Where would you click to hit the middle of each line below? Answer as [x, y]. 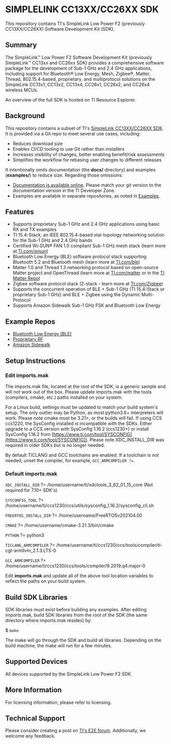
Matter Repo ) [26, 278]
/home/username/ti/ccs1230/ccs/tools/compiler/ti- [109, 545]
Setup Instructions [35, 361]
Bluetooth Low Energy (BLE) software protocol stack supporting [79, 257]
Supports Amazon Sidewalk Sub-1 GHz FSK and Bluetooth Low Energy [87, 305]
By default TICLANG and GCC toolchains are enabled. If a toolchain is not [82, 455]
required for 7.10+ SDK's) [31, 490]
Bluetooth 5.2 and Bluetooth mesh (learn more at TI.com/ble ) [76, 262]
